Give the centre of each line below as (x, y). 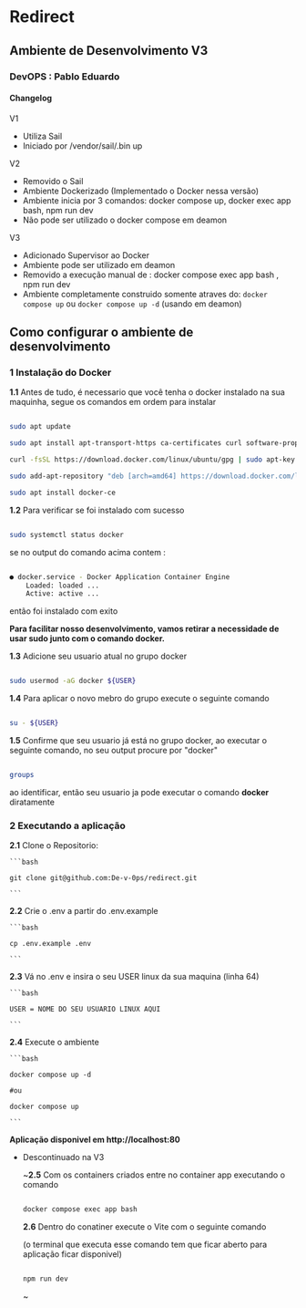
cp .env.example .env (51, 944)
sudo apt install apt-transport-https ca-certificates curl (126, 443)
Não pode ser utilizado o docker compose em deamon (125, 220)
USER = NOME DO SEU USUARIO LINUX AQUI (85, 1010)
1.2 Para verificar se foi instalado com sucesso (97, 510)
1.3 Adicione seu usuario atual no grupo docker (98, 656)
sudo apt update (40, 427)
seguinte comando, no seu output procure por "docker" (114, 751)
